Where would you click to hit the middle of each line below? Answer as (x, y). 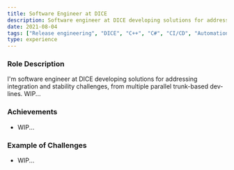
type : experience (32, 40)
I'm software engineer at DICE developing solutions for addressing (102, 79)
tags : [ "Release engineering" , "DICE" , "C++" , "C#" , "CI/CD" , (99, 33)
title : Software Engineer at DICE (57, 14)
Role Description (36, 64)
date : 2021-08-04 (32, 26)
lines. (15, 94)
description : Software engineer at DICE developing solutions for (106, 20)
